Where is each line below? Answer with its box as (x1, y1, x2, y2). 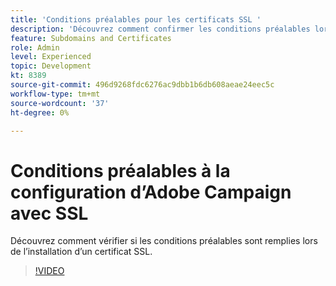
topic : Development (10, 61, 92, 71)
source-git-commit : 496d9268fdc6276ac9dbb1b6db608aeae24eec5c (10, 80, 275, 90)
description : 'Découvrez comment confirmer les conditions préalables (10, 24, 311, 34)
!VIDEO (34, 265, 65, 277)
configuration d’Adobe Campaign (10, 181, 292, 203)
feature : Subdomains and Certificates (10, 33, 172, 43)
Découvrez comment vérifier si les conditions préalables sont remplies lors (10, 235, 318, 247)
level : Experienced (10, 52, 92, 62)
